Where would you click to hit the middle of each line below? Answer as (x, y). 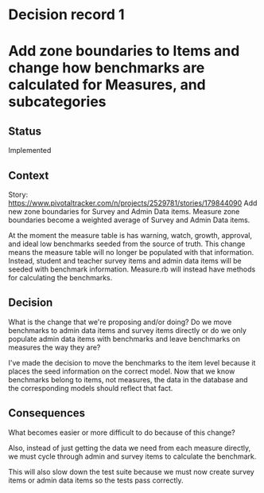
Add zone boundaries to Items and (124, 51)
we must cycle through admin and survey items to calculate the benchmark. (132, 456)
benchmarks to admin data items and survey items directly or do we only (127, 330)
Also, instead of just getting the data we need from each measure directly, (130, 448)
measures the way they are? (54, 347)
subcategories (57, 102)
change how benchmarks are (107, 68)
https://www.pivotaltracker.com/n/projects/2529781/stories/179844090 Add (133, 203)
